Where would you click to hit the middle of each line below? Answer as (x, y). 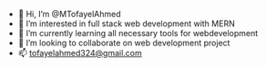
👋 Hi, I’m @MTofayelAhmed (69, 14)
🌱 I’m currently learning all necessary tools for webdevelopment (138, 33)
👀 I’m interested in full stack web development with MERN (126, 24)
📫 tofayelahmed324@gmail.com (80, 53)
